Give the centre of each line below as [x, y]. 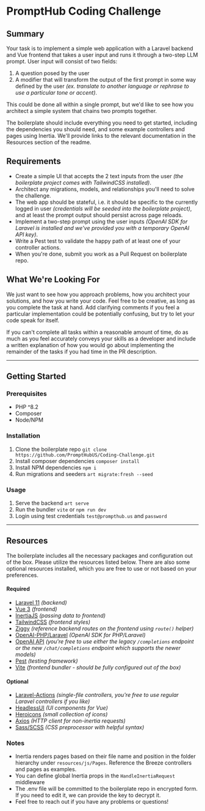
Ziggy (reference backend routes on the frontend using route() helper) [104, 628]
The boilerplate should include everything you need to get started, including [102, 123]
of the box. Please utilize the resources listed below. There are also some [98, 562]
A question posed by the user [52, 73]
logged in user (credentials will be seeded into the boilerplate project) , [103, 208]
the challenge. [33, 195]
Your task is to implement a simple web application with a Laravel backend [100, 48]
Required [18, 589]
